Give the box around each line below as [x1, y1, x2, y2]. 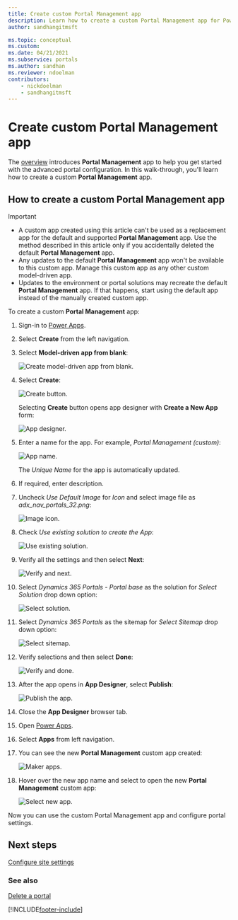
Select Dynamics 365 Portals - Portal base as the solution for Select [18, 583, 218, 591]
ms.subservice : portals [8, 56, 78, 64]
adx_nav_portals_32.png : [18, 500, 92, 509]
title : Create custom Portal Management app [8, 10, 141, 18]
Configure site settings [8, 858, 75, 866]
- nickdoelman [20, 82, 62, 89]
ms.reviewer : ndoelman [8, 69, 75, 76]
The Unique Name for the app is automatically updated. [18, 466, 180, 474]
